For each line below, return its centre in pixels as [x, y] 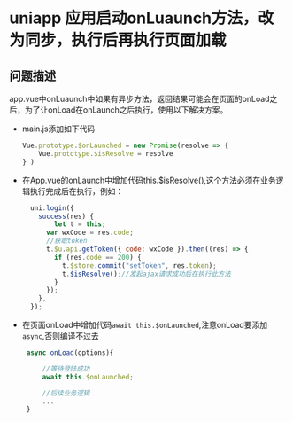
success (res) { [66, 216]
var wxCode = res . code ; [90, 233]
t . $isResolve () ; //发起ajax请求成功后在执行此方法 [146, 274]
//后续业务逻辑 [66, 393]
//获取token [66, 241]
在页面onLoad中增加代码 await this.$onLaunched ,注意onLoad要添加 [145, 325]
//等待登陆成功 [66, 369]
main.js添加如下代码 [58, 129]
